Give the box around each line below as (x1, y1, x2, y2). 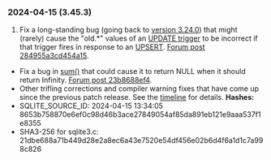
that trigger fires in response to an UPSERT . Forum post (19, 42, 205, 52)
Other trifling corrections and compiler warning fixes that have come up (19, 84, 260, 93)
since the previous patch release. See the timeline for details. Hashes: (19, 93, 255, 102)
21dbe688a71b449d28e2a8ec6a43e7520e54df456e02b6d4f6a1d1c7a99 (19, 136, 264, 145)
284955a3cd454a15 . (19, 51, 89, 61)
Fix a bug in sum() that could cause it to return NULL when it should (19, 67, 246, 76)
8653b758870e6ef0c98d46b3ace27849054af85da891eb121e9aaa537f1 (19, 110, 261, 119)
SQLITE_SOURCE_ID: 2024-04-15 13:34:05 (19, 101, 164, 111)
